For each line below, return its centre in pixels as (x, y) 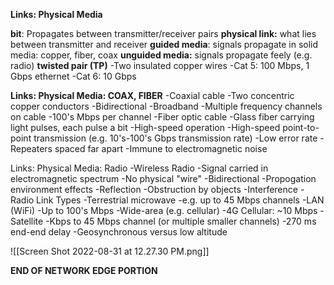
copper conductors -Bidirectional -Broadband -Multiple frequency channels (166, 106)
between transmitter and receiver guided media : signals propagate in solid (164, 44)
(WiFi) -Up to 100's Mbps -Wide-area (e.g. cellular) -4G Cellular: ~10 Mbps (164, 210)
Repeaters (31, 148)
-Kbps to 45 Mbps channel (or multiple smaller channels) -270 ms (181, 221)
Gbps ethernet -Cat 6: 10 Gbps (73, 76)
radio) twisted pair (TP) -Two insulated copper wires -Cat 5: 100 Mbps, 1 (160, 65)
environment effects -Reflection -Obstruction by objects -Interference (154, 189)
